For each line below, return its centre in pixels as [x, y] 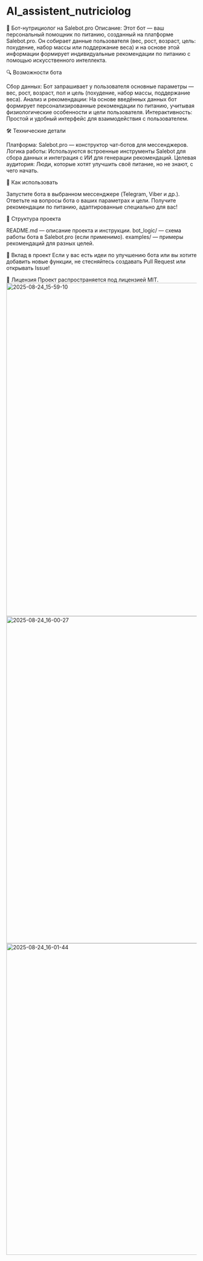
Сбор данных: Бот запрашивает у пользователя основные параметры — [100, 86]
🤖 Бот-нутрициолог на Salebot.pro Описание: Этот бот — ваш [85, 28]
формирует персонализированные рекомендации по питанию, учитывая [101, 106]
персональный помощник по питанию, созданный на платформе [90, 34]
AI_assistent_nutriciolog [69, 11]
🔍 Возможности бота [34, 72]
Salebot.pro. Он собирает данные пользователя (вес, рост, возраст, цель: [101, 41]
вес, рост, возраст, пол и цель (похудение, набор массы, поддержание [98, 93]
